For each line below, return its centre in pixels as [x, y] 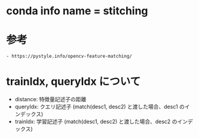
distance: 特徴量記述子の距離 [50, 99]
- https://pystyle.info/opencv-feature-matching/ [69, 57]
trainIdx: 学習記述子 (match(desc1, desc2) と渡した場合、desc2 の [96, 122]
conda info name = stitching [77, 11]
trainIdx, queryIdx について [74, 82]
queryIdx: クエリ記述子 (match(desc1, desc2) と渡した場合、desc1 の [100, 107]
